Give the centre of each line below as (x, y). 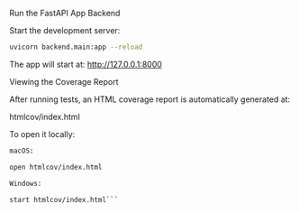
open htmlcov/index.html (56, 167)
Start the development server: (65, 30)
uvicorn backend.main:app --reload (76, 47)
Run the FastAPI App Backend (65, 13)
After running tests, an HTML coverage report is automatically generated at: (150, 99)
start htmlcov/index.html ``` (64, 199)
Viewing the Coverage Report (64, 81)
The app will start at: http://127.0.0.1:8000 (86, 64)
